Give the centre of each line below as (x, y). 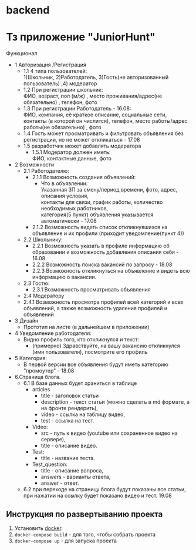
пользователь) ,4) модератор (60, 83)
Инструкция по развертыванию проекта (85, 514)
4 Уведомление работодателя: (53, 333)
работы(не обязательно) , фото (62, 128)
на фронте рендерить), (70, 408)
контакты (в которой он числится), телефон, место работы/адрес (105, 121)
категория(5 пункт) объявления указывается (97, 214)
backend (28, 10)
